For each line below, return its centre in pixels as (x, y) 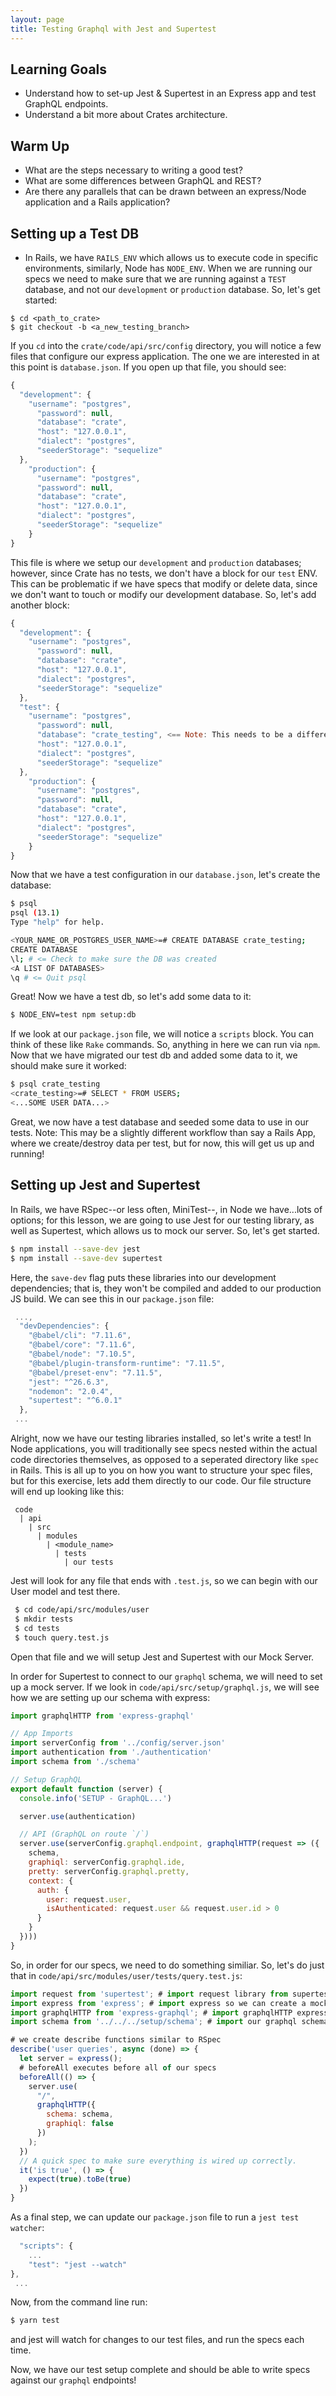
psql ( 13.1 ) (35, 913)
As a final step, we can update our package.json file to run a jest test (155, 2217)
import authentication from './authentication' (111, 1752)
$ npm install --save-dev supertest (86, 1258)
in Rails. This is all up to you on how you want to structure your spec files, (161, 1470)
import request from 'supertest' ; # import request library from (149, 1994)
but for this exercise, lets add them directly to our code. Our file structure (161, 1480)
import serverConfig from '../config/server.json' (118, 1743)
